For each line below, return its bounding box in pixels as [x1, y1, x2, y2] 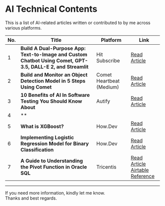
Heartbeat [96, 77, 120, 84]
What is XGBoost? [20, 123, 64, 130]
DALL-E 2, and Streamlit [30, 63, 89, 70]
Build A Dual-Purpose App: [20, 45, 86, 52]
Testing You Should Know [20, 97, 82, 104]
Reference [131, 173, 155, 179]
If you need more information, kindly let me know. [5, 190, 106, 196]
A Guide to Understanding [20, 157, 83, 164]
